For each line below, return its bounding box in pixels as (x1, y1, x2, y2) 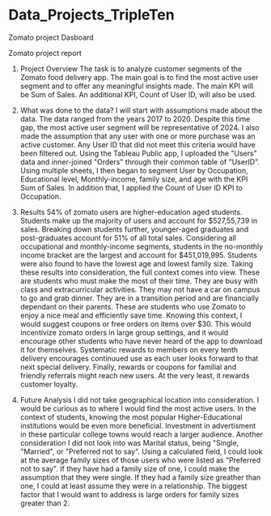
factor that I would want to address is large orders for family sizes (19, 489, 239, 499)
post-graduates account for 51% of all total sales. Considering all (19, 232, 237, 242)
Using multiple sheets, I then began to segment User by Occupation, (19, 165, 248, 175)
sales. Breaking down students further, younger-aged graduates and (19, 224, 249, 234)
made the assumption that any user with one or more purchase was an (19, 131, 256, 141)
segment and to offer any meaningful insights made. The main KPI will (19, 81, 253, 91)
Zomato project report (8, 48, 83, 58)
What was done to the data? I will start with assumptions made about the (19, 105, 263, 115)
